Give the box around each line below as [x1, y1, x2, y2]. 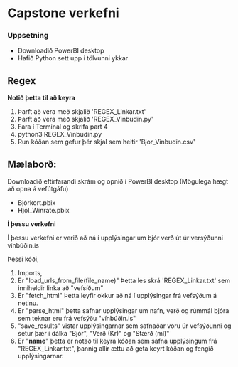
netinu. [17, 299, 38, 307]
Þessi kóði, [7, 255, 39, 264]
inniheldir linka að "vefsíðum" [17, 284, 104, 292]
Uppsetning [7, 31, 49, 41]
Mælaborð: [7, 158, 57, 170]
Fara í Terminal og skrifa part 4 [17, 122, 108, 131]
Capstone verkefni [7, 5, 119, 21]
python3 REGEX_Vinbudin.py [17, 130, 102, 139]
